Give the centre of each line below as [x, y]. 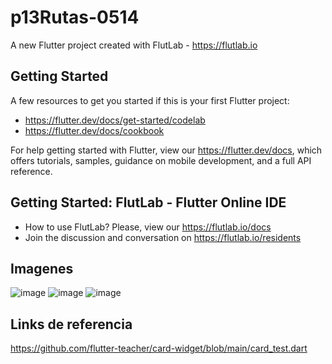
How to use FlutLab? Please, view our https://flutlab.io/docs [148, 227]
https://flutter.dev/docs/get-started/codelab [115, 120]
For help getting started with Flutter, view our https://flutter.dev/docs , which [166, 150]
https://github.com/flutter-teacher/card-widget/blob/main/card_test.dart [159, 348]
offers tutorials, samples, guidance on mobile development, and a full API [161, 160]
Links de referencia [71, 324]
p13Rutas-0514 [75, 17]
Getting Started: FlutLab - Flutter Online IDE [148, 202]
